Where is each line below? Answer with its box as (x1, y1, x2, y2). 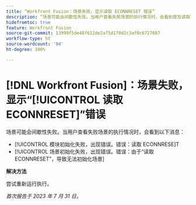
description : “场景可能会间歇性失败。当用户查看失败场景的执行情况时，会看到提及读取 (6, 14, 191, 20)
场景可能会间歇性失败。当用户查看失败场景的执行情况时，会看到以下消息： (6, 128, 185, 135)
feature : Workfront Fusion (6, 25, 72, 31)
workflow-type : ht (6, 36, 51, 41)
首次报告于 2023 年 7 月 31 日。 (6, 192, 82, 199)
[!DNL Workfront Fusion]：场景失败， (6, 78, 188, 92)
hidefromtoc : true (6, 19, 51, 25)
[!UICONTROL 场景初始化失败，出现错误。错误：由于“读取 (14, 148, 155, 155)
